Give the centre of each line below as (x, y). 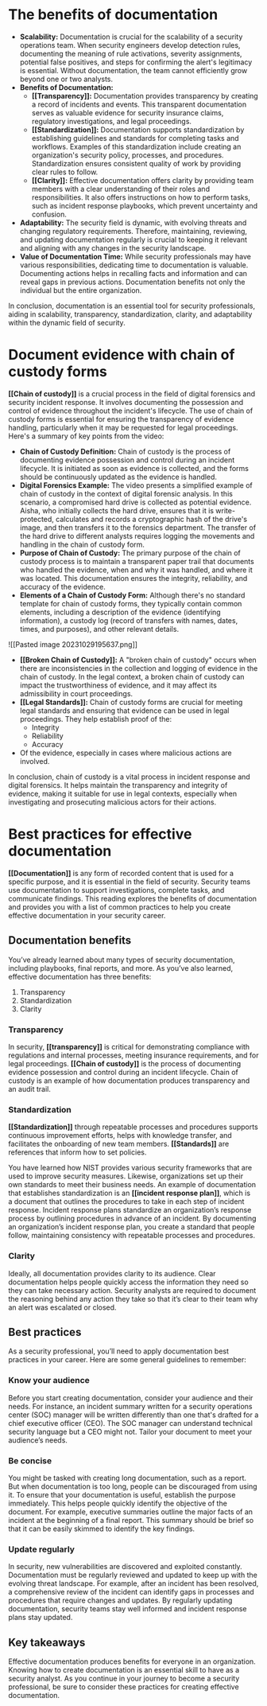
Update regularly (42, 1549)
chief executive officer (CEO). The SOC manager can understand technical (130, 1423)
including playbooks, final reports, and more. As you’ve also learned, (121, 968)
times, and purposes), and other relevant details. (99, 629)
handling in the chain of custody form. (82, 544)
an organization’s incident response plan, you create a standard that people (132, 1227)
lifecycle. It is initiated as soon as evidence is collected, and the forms (134, 468)
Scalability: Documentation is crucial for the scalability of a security (131, 37)
